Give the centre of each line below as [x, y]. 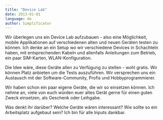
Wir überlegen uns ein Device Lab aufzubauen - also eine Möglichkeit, [76, 37]
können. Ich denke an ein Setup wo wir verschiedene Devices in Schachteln [82, 48]
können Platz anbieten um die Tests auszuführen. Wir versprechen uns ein [80, 73]
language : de [18, 19]
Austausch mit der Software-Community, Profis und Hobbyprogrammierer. [80, 78]
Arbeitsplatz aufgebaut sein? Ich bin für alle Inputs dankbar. [66, 113]
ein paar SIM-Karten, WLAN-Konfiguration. [48, 58]
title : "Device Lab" [26, 10]
